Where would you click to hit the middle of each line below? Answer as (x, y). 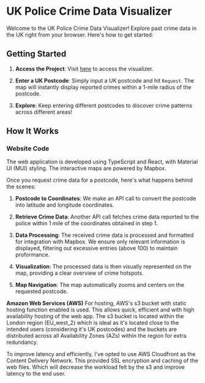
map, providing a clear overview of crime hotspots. (79, 273)
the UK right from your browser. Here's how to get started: (80, 34)
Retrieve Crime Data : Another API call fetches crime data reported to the (107, 217)
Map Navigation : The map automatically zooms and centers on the (100, 285)
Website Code (28, 149)
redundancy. (22, 342)
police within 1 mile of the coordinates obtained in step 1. (86, 223)
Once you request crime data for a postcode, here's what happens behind (99, 180)
